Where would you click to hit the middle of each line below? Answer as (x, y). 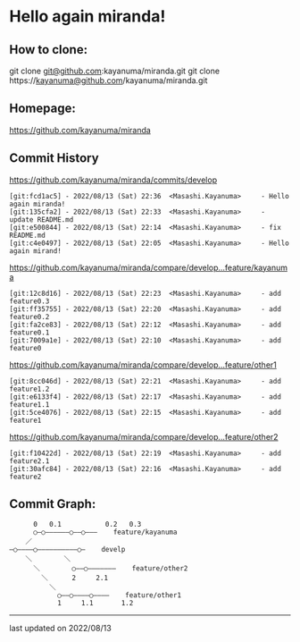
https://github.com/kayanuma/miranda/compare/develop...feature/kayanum (149, 267)
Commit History (54, 158)
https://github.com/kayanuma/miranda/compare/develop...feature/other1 (143, 365)
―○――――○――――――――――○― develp (67, 550)
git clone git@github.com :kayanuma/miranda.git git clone (115, 71)
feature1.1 (29, 404)
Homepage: (42, 109)
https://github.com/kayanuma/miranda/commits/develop (113, 180)
